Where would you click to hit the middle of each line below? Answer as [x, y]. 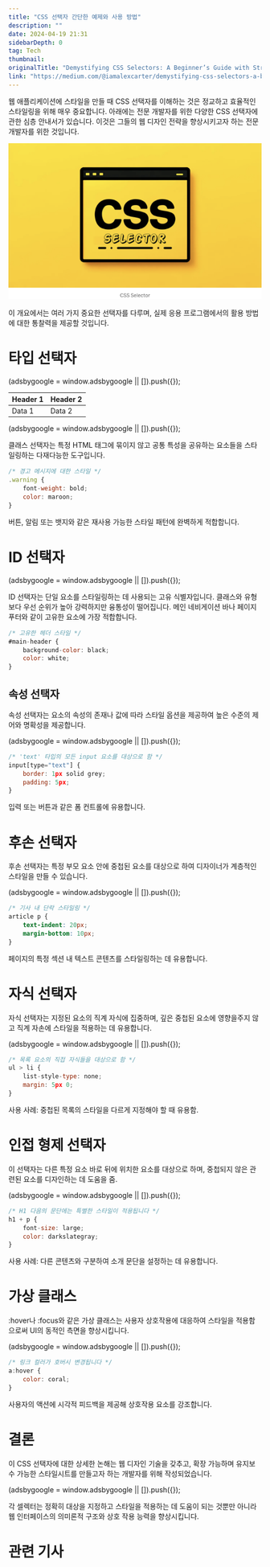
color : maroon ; [48, 497]
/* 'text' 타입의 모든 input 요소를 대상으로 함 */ [86, 757]
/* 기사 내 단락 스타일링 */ [49, 909]
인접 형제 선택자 [57, 1145]
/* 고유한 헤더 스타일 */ [45, 633]
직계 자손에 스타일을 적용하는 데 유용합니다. [84, 1028]
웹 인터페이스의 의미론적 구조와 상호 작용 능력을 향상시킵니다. [104, 1516]
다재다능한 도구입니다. [71, 455]
